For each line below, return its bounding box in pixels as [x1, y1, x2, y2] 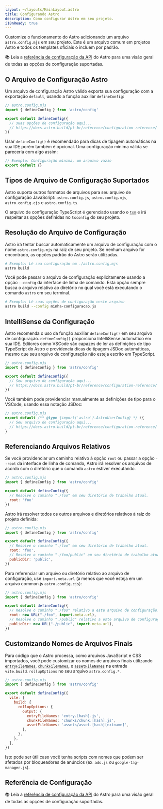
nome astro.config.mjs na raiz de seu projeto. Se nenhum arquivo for [5, 247, 145, 252]
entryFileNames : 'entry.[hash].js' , [26, 713, 101, 718]
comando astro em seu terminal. [5, 290, 70, 296]
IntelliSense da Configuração [5, 317, 95, 326]
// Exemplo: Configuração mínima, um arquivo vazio [5, 158, 112, 163]
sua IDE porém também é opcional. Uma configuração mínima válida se [5, 144, 148, 150]
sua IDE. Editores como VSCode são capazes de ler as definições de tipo [5, 341, 151, 347]
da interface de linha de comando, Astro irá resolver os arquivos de [16, 461, 152, 466]
